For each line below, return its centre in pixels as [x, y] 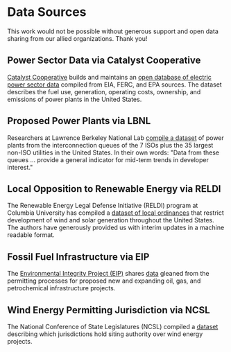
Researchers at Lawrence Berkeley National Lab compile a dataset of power [115, 138]
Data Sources [47, 12]
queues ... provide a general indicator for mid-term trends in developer [108, 159]
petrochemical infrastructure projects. [61, 288]
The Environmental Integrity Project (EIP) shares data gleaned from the [108, 274]
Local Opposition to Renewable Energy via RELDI [114, 189]
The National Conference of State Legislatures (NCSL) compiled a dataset [113, 327]
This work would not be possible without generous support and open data [113, 31]
